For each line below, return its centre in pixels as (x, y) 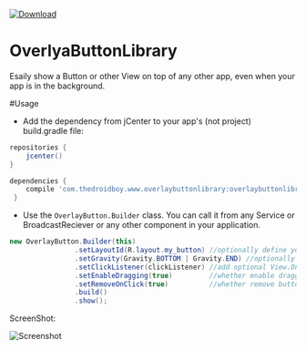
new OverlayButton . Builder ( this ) (73, 242)
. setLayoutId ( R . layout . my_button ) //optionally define (180, 251)
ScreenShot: (33, 318)
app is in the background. (57, 86)
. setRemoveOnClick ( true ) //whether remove (174, 284)
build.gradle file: (53, 130)
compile (40, 190)
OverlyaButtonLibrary (93, 51)
